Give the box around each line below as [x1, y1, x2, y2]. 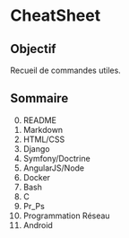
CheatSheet [10, 5, 101, 26]
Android [22, 219, 53, 230]
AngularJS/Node [22, 163, 85, 173]
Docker [22, 172, 51, 182]
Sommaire [10, 91, 69, 106]
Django [22, 143, 50, 154]
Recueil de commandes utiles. [10, 65, 122, 75]
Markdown [22, 124, 64, 135]
